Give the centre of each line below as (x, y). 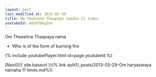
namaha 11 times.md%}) (29, 70)
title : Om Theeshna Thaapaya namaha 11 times (52, 18)
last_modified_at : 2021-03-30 (36, 14)
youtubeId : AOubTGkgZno (29, 23)
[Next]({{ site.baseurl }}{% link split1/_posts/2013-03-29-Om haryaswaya (78, 65)
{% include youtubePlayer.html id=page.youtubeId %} (59, 56)
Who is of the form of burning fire (46, 46)
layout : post (18, 9)
